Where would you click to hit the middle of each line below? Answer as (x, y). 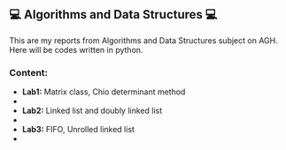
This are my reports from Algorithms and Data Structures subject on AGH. (143, 40)
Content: (29, 72)
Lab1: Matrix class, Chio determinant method (104, 92)
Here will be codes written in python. (76, 49)
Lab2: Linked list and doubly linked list (92, 111)
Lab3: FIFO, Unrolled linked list (78, 130)
